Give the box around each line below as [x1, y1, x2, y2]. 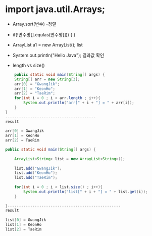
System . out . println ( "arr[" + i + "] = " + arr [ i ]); [23, 100, 135, 106]
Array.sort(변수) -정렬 [12, 21, 57, 27]
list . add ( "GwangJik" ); [14, 166, 62, 171]
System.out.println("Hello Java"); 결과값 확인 [12, 52, 105, 58]
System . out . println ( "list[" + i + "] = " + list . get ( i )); [23, 189, 148, 194]
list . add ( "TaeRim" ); [14, 175, 58, 180]
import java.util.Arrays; [5, 4, 105, 15]
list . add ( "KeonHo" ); [14, 170, 58, 175]
